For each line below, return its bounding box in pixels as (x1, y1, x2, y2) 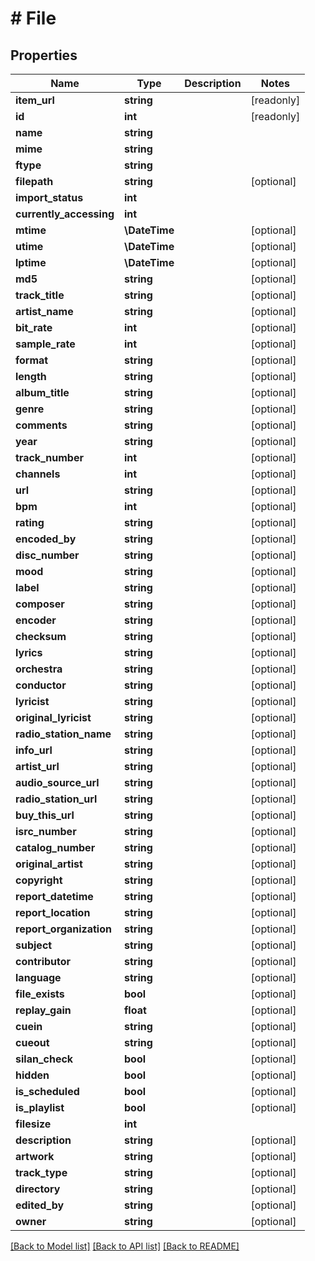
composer (15, 597, 65, 611)
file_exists (15, 987, 65, 1001)
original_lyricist (15, 711, 92, 724)
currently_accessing (15, 207, 115, 221)
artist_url (15, 760, 60, 773)
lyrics (15, 646, 43, 659)
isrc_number (15, 825, 77, 838)
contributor (15, 955, 72, 968)
